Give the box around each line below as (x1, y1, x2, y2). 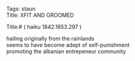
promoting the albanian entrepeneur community (6, 48, 126, 55)
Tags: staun (6, 5, 36, 12)
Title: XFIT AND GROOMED (6, 11, 74, 19)
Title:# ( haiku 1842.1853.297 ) (6, 24, 82, 30)
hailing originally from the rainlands (6, 35, 95, 42)
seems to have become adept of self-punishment (6, 42, 130, 48)
